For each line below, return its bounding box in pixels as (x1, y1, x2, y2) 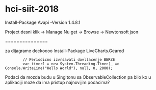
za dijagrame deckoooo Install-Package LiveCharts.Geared (5, 48, 124, 54)
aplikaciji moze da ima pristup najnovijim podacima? (5, 79, 110, 85)
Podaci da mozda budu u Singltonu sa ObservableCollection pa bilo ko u (5, 74, 151, 80)
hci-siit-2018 (5, 3, 59, 15)
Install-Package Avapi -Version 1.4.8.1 (5, 19, 80, 25)
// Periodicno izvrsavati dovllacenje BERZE (23, 57, 115, 62)
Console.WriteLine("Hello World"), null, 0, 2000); (5, 66, 113, 71)
